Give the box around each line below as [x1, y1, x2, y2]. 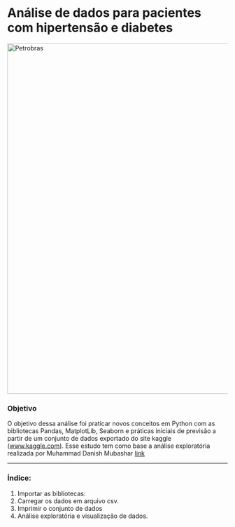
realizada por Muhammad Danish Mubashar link [7, 449, 145, 458]
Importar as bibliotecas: [17, 489, 86, 498]
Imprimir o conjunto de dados [17, 504, 103, 512]
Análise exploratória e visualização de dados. [17, 512, 148, 520]
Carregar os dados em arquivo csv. [17, 496, 119, 505]
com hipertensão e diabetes [7, 20, 173, 36]
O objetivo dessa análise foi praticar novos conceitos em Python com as [7, 419, 215, 428]
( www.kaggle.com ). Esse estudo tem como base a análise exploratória [7, 442, 211, 450]
